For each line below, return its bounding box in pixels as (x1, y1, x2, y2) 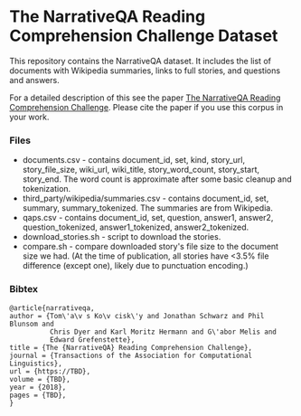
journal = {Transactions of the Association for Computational (9, 351, 253, 360)
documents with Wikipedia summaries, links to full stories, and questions (9, 65, 281, 76)
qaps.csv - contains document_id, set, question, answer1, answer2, (22, 213, 274, 223)
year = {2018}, (9, 383, 67, 392)
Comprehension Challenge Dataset (9, 25, 278, 46)
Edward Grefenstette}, (49, 335, 136, 345)
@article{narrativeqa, (9, 303, 95, 313)
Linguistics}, (9, 359, 63, 368)
